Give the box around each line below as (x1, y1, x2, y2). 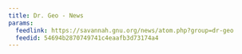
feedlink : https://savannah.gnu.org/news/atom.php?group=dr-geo (15, 26, 234, 34)
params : (8, 19, 34, 27)
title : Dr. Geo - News (8, 11, 84, 20)
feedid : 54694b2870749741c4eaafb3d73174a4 (15, 33, 159, 42)
